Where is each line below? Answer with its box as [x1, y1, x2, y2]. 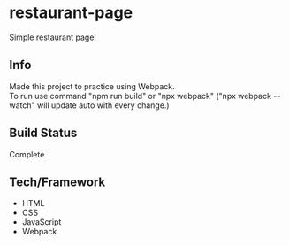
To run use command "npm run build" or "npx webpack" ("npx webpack [9, 90, 272, 101]
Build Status [9, 126, 78, 141]
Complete [9, 149, 45, 159]
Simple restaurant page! [9, 32, 97, 42]
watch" [9, 100, 35, 111]
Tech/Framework [9, 174, 106, 189]
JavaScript [21, 217, 62, 227]
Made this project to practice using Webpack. [9, 80, 175, 91]
